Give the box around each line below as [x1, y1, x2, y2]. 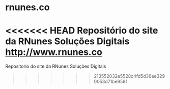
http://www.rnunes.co [5, 46, 103, 58]
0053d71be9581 [94, 78, 128, 85]
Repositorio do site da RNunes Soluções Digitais [5, 63, 106, 70]
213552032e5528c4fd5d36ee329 [94, 73, 165, 79]
